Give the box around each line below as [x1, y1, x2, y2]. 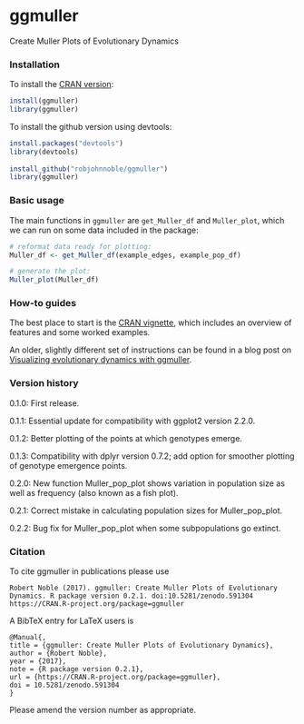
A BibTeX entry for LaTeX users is [9, 615, 134, 627]
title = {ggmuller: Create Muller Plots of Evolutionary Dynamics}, [9, 641, 274, 650]
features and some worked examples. [9, 327, 151, 338]
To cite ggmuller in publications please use [9, 566, 170, 577]
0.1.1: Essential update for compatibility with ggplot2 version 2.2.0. [9, 415, 256, 426]
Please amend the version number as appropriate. [9, 705, 197, 716]
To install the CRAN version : [9, 79, 114, 90]
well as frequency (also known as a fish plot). [9, 487, 179, 498]
